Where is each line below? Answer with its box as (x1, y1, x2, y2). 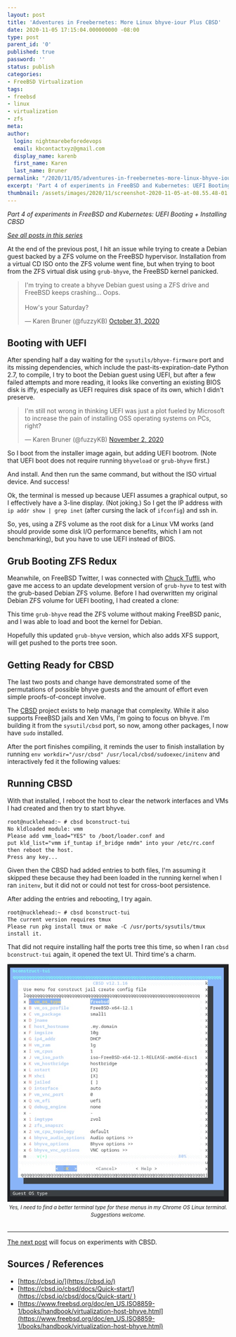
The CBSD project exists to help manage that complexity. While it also (7, 706, 209, 715)
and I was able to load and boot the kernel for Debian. (7, 617, 163, 626)
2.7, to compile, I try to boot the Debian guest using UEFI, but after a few (7, 370, 216, 379)
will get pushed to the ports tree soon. (7, 639, 118, 647)
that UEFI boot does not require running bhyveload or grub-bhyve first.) (7, 456, 210, 465)
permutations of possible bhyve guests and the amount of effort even (7, 685, 209, 693)
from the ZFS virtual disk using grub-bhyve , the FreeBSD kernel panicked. (7, 267, 219, 275)
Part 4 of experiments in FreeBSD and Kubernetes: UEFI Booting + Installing (7, 210, 227, 218)
